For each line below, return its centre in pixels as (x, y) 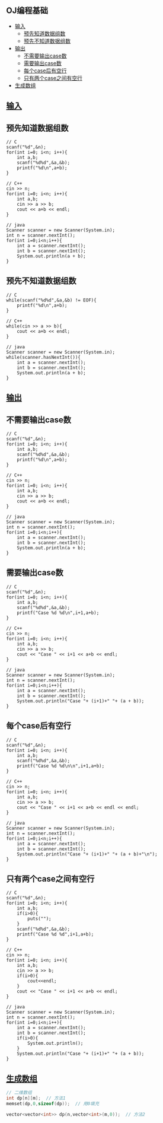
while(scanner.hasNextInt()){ (44, 357)
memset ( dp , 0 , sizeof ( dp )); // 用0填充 (53, 1104)
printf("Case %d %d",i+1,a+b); (55, 934)
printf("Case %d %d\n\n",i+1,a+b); (61, 766)
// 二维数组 (19, 1093)
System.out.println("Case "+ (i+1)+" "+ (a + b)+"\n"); (87, 854)
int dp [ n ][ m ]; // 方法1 (36, 1098)
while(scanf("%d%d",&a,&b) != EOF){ (51, 300)
